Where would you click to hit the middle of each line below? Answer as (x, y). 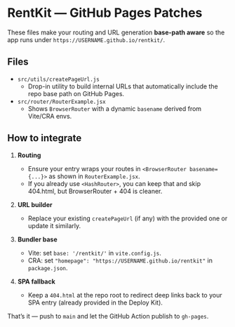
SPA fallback (36, 281)
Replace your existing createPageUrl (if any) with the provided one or (128, 218)
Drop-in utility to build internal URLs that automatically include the (123, 86)
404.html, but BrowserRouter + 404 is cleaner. (95, 191)
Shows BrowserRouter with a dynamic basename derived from (115, 108)
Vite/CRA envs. (50, 116)
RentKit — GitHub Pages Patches (105, 13)
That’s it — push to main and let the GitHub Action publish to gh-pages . (108, 316)
